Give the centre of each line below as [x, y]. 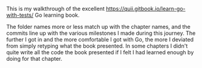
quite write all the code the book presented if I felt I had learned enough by [100, 52]
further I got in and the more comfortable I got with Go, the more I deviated [100, 39]
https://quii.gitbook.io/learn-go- [145, 9]
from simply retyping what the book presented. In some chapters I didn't [97, 46]
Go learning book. [57, 15]
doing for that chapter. [34, 59]
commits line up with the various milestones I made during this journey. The [101, 33]
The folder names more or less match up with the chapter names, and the [98, 27]
